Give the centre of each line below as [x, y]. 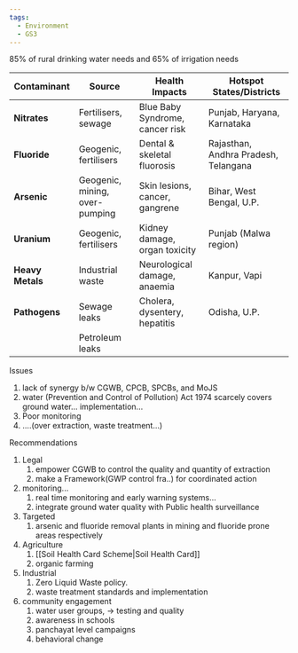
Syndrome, [161, 118]
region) [223, 245]
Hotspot [247, 81]
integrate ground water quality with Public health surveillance [147, 507]
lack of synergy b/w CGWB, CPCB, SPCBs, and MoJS [120, 388]
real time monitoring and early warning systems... [126, 498]
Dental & [157, 144]
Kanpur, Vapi [235, 276]
